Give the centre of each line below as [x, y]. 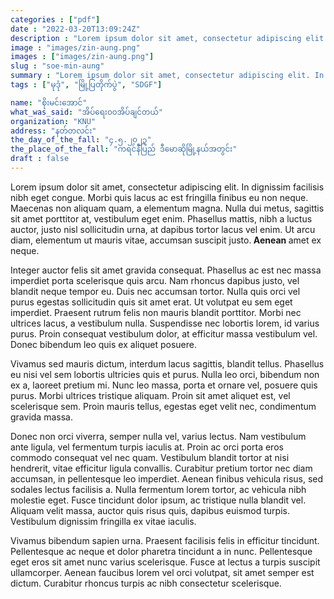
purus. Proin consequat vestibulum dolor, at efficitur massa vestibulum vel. [164, 333]
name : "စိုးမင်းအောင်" [49, 102]
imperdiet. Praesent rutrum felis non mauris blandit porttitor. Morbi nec [156, 312]
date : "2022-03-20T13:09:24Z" [75, 29]
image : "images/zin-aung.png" [75, 47]
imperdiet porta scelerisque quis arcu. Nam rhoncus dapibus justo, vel [155, 280]
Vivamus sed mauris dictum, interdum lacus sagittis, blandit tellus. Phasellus [167, 363]
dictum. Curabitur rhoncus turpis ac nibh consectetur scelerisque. [146, 583]
